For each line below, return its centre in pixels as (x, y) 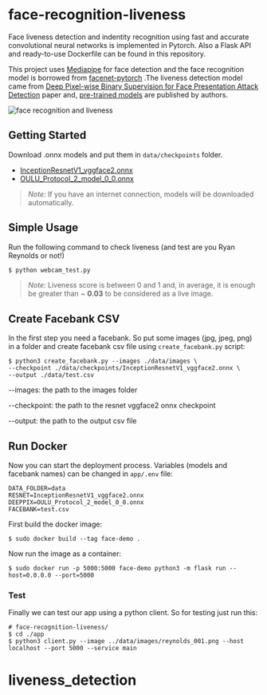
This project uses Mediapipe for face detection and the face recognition (126, 69)
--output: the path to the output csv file (73, 421)
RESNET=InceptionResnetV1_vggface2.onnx (77, 496)
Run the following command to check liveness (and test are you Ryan (122, 247)
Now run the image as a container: (65, 554)
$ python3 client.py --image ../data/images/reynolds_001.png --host (126, 641)
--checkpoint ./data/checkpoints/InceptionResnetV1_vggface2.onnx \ (124, 368)
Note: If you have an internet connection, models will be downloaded (141, 194)
